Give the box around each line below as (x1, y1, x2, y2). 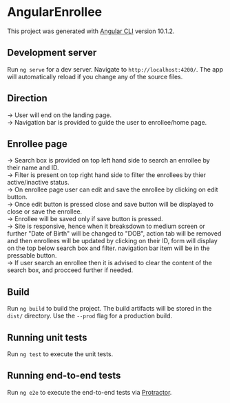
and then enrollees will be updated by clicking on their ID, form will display (7, 237, 218, 245)
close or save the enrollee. (7, 207, 83, 216)
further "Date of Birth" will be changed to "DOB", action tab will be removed (7, 229, 222, 238)
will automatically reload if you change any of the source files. (7, 72, 183, 81)
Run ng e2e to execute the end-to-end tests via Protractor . (7, 388, 172, 396)
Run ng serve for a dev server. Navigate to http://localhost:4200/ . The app (7, 65, 224, 73)
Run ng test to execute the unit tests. (7, 350, 114, 358)
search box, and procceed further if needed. (7, 266, 134, 274)
